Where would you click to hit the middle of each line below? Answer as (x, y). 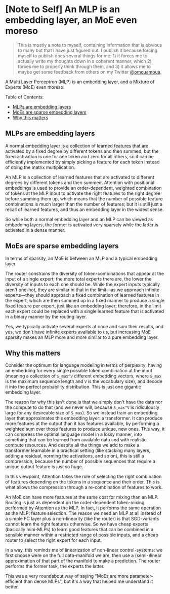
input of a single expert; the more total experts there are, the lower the (78, 279)
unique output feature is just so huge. (44, 467)
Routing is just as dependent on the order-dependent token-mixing (75, 503)
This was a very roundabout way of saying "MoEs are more (67, 576)
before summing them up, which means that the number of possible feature (84, 198)
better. (12, 587)
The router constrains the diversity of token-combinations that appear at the (85, 273)
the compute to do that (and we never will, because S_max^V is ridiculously (82, 407)
